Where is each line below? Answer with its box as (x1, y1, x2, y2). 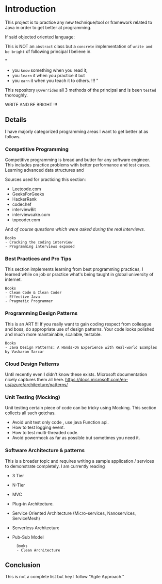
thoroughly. (5, 92, 28, 98)
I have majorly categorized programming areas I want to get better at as (5, 129, 148, 134)
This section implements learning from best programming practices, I (5, 266, 143, 272)
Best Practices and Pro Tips (5, 255, 72, 262)
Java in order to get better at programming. (5, 24, 92, 30)
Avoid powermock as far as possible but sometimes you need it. (12, 435, 140, 441)
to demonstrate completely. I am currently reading (5, 463, 105, 469)
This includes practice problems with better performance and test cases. (5, 162, 151, 168)
